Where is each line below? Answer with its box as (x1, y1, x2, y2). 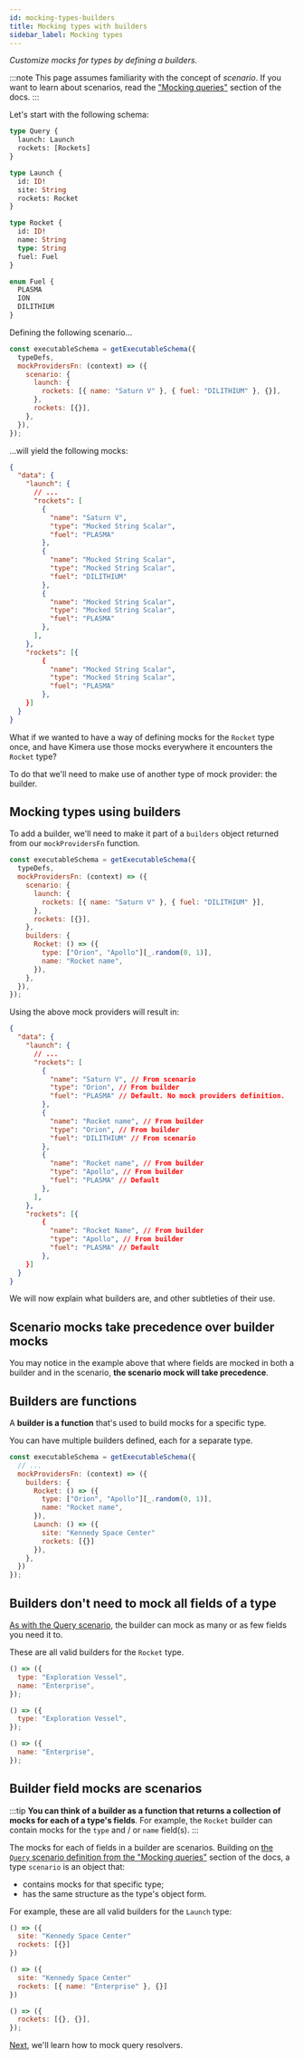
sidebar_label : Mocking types (9, 30, 124, 39)
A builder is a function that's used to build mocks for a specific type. (9, 1418, 267, 1429)
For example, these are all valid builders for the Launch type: (9, 1906, 232, 1917)
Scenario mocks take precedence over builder (9, 1319, 275, 1334)
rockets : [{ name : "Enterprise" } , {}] (17, 1981, 168, 1991)
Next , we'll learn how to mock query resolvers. (9, 2040, 184, 2051)
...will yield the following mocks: (9, 445, 128, 456)
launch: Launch (17, 135, 75, 145)
